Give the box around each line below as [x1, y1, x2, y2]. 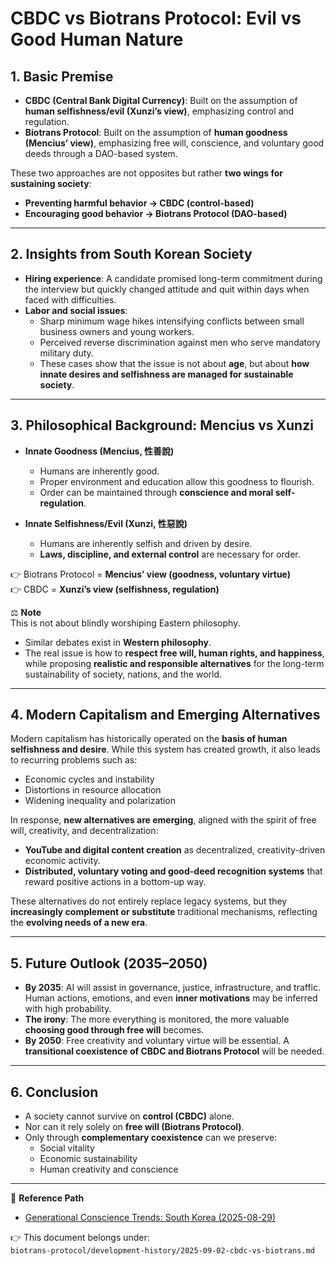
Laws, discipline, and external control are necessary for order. [39, 548, 301, 560]
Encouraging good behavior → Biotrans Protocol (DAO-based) [24, 208, 288, 219]
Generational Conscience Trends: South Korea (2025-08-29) [24, 1212, 277, 1224]
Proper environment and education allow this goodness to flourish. [39, 475, 315, 487]
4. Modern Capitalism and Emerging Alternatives [10, 707, 321, 724]
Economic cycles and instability [24, 773, 155, 786]
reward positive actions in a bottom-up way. [24, 876, 207, 888]
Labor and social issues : [24, 304, 128, 316]
